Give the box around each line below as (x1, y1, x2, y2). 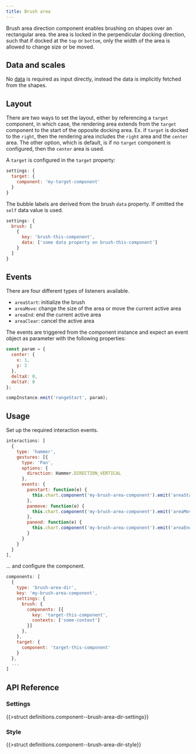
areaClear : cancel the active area (14, 317, 94, 324)
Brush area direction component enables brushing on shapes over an (6, 25, 173, 32)
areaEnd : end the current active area (14, 311, 101, 319)
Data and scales (6, 60, 66, 70)
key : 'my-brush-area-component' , (16, 590, 98, 596)
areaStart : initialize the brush (14, 299, 86, 306)
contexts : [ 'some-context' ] (32, 617, 100, 623)
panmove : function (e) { (27, 503, 85, 509)
